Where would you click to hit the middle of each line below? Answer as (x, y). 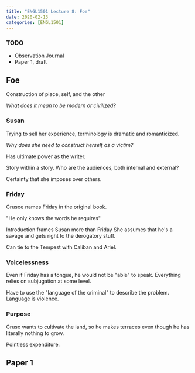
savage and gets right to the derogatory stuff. (61, 236)
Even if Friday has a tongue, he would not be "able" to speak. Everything (94, 275)
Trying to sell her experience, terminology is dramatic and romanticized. (93, 134)
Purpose (18, 314)
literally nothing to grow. (35, 333)
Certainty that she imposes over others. (54, 179)
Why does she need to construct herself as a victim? (70, 145)
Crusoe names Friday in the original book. (57, 207)
